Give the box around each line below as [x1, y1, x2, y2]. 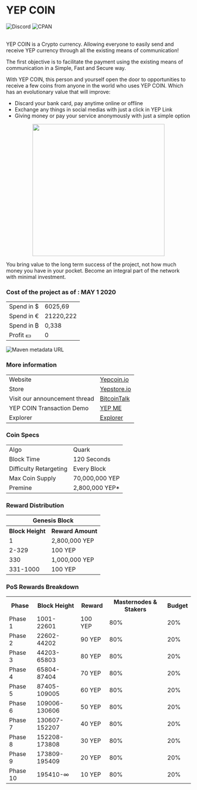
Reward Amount [51, 527, 98, 535]
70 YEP [80, 669, 101, 677]
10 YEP [80, 771, 101, 779]
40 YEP [80, 720, 101, 728]
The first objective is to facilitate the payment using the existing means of [6, 58, 184, 65]
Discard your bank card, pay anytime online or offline [14, 99, 144, 106]
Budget [167, 601, 188, 610]
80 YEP [80, 653, 101, 661]
